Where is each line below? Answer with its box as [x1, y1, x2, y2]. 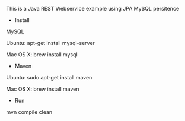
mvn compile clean [6, 109, 53, 115]
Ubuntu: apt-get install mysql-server [6, 40, 95, 46]
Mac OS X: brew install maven [6, 85, 79, 93]
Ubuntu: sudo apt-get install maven [6, 74, 92, 81]
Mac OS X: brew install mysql [6, 51, 78, 58]
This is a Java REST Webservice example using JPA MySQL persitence [6, 5, 180, 12]
